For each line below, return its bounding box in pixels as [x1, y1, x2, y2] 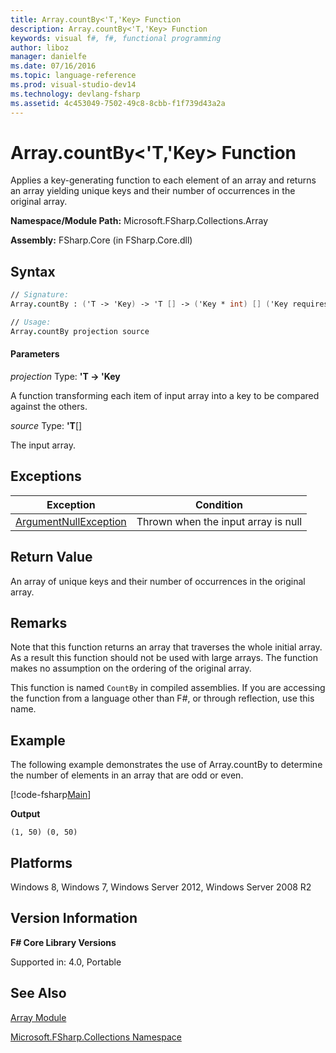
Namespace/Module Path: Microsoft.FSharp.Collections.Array [10, 215, 268, 227]
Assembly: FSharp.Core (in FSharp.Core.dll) [10, 234, 193, 246]
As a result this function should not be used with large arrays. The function [10, 652, 318, 664]
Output [10, 808, 41, 820]
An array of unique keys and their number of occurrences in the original [10, 575, 306, 587]
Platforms [10, 854, 73, 871]
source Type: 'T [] [10, 419, 83, 431]
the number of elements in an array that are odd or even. [10, 769, 244, 781]
